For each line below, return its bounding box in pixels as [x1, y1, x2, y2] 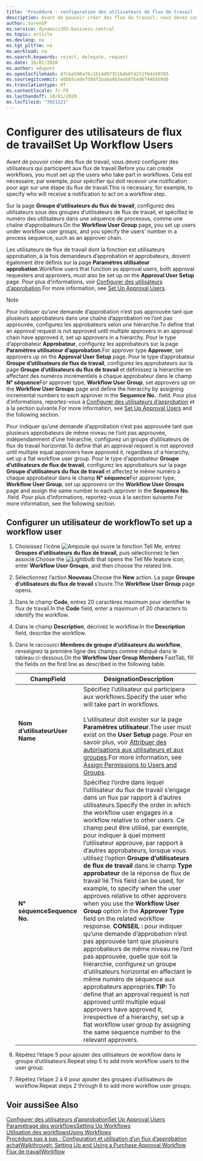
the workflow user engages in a [83, 809, 173, 817]
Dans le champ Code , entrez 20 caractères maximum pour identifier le [14, 598, 191, 606]
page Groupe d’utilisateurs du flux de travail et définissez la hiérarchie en [6, 366, 192, 373]
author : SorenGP [6, 20, 47, 26]
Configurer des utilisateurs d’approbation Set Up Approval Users [6, 1116, 165, 1123]
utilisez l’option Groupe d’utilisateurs [83, 854, 189, 862]
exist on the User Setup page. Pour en [83, 730, 192, 739]
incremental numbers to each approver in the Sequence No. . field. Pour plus [6, 391, 197, 399]
